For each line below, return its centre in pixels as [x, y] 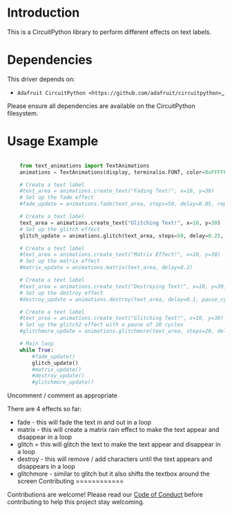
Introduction [43, 13]
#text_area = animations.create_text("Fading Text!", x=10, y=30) [117, 191]
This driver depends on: [41, 79]
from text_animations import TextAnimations [85, 165]
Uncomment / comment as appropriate [62, 395]
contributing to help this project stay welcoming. [76, 502]
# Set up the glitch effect [60, 229]
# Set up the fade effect [57, 198]
